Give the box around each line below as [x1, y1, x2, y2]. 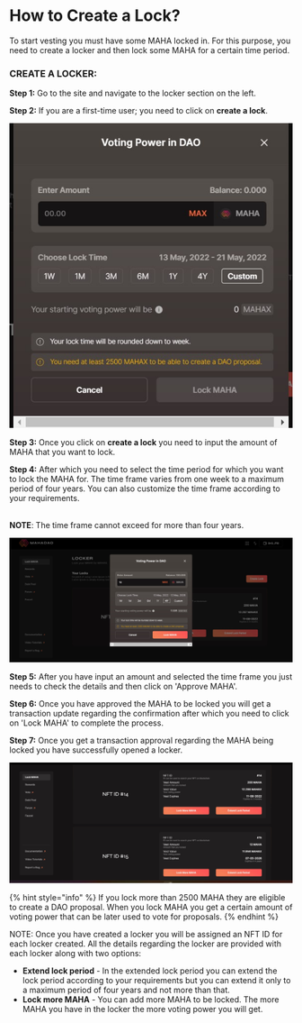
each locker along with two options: [9, 948, 142, 959]
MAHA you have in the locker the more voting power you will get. [22, 1004, 263, 1015]
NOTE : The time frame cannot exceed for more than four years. [9, 520, 244, 531]
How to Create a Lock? [9, 5, 182, 26]
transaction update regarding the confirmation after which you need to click [9, 708, 289, 719]
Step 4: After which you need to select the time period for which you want [9, 464, 284, 475]
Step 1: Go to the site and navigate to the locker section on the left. [9, 87, 256, 99]
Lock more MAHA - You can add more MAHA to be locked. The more [22, 994, 280, 1005]
